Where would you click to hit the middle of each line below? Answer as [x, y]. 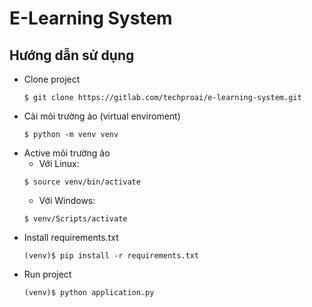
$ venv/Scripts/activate [75, 219]
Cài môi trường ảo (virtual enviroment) [102, 116]
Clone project [52, 79]
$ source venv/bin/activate [82, 182]
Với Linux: [59, 163]
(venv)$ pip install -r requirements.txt [111, 256]
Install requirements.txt [71, 237]
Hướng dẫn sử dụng [72, 55]
